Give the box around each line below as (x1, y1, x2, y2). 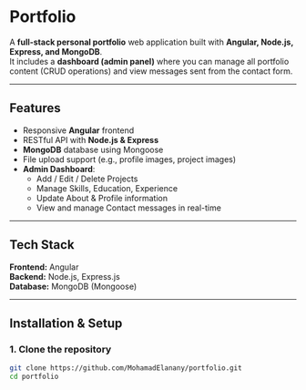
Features (9, 100, 61, 116)
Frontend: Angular (9, 262, 79, 272)
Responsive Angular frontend (22, 125, 135, 136)
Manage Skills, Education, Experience (36, 182, 178, 193)
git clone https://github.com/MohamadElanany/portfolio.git (9, 364, 243, 373)
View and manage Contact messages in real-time (36, 202, 221, 213)
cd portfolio (9, 372, 59, 382)
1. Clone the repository (9, 343, 112, 355)
